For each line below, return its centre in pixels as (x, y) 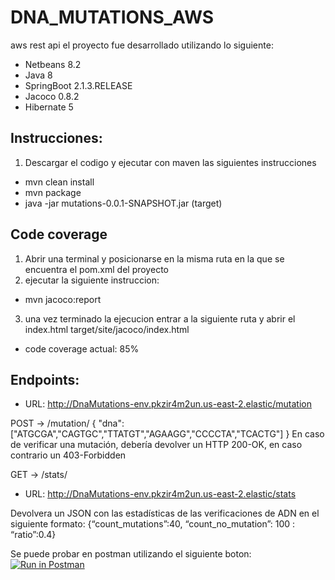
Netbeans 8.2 (53, 64)
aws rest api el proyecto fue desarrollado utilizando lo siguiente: (142, 45)
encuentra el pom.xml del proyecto (96, 269)
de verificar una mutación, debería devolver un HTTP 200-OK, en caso (156, 445)
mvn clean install (59, 182)
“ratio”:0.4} (33, 535)
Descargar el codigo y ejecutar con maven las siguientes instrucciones (170, 162)
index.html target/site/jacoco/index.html (107, 329)
